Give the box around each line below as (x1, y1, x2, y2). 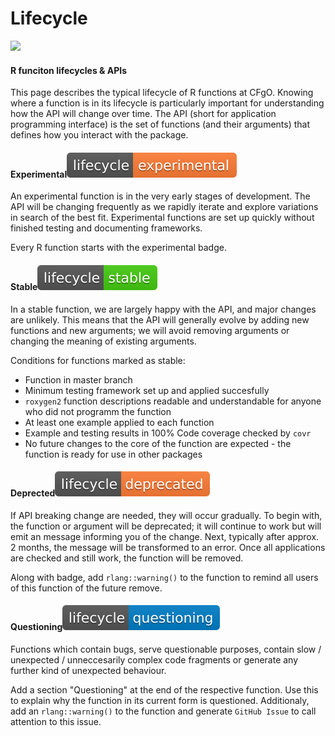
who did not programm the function (24, 405, 172, 417)
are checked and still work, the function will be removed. (10, 552, 244, 564)
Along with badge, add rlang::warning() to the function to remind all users (10, 571, 319, 583)
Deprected (10, 487, 56, 499)
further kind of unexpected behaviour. (10, 664, 167, 676)
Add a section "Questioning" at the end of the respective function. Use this (10, 683, 319, 696)
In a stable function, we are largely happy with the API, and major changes (10, 303, 317, 315)
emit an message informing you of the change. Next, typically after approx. (10, 530, 320, 542)
